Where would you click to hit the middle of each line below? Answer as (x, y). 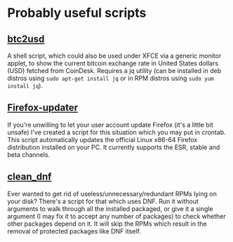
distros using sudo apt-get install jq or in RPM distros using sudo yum (111, 78)
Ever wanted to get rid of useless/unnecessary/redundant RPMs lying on (112, 193)
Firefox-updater (43, 108)
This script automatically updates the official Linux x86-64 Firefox (102, 139)
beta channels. (29, 154)
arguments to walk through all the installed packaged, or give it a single (110, 208)
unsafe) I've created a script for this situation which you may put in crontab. (116, 132)
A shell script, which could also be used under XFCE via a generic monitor (114, 56)
